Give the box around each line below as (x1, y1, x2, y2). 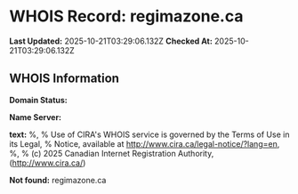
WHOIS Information (9, 71, 120, 86)
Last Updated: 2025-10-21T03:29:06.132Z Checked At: (9, 36, 213, 46)
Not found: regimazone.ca (9, 174, 107, 185)
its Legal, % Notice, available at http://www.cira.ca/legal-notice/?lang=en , (9, 138, 280, 149)
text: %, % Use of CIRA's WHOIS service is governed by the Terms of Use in (9, 129, 290, 140)
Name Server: (9, 111, 62, 122)
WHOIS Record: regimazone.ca (9, 6, 244, 27)
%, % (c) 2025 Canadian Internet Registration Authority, (9, 148, 214, 158)
